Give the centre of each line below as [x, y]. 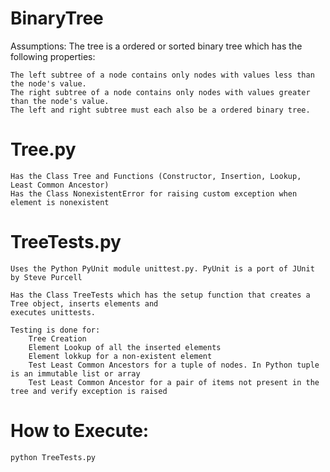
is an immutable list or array [75, 373]
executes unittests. [53, 312]
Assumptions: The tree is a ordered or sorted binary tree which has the [156, 46]
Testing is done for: [55, 330]
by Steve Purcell [46, 277]
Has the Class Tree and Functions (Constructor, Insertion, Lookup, [156, 176]
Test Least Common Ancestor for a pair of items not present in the [174, 382]
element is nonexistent [60, 202]
